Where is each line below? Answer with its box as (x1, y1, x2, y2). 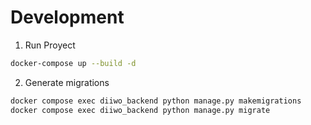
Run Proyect (24, 39, 76, 51)
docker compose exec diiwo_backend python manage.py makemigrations (10, 96, 302, 106)
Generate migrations (24, 76, 110, 88)
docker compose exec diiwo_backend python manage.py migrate (10, 105, 271, 115)
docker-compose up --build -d (10, 58, 137, 68)
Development (10, 6, 125, 29)
